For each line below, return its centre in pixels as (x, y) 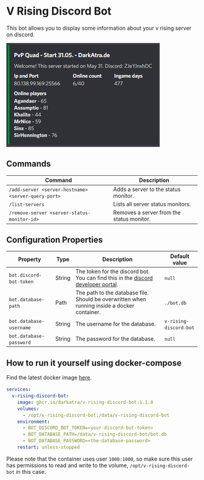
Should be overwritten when (111, 299)
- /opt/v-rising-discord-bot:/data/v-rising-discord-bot (96, 415)
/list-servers (27, 204)
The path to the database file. (112, 293)
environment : (34, 422)
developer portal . (97, 285)
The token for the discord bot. (113, 271)
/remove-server (28, 213)
